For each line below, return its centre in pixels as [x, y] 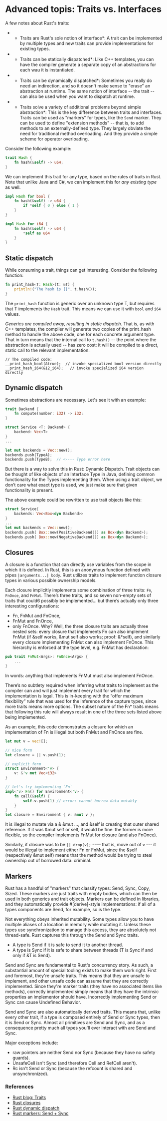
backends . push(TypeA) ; [29, 455]
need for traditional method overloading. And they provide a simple [89, 133]
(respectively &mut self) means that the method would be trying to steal [79, 855]
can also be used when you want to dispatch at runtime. [78, 96]
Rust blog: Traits [29, 1098]
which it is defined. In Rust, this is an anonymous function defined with [78, 570]
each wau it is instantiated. [47, 70]
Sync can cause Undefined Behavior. [43, 1002]
